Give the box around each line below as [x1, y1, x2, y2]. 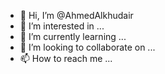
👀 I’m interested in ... [19, 20, 105, 32]
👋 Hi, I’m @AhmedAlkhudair [19, 10, 134, 21]
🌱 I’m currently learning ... [19, 31, 127, 42]
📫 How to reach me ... [19, 53, 113, 64]
